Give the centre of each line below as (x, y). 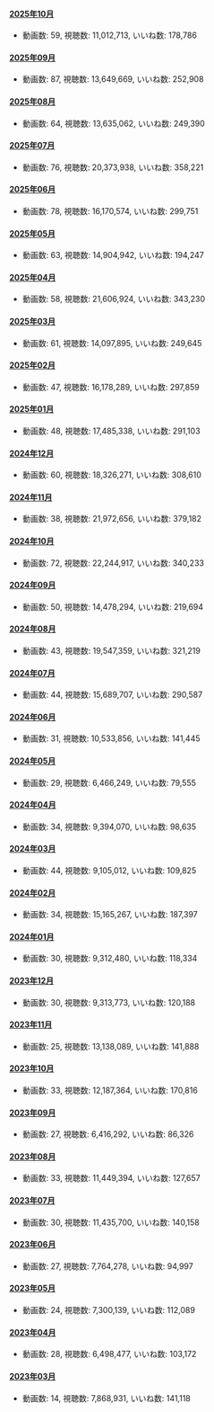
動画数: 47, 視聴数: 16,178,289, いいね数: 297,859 (111, 387)
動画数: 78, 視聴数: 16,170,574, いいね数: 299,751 (110, 211)
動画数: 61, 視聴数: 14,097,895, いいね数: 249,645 (112, 343)
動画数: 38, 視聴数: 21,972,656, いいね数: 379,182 (112, 519)
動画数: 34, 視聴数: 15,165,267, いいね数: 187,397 (110, 915)
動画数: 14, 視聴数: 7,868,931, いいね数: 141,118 (106, 1398)
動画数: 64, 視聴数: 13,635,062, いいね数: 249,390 (114, 123)
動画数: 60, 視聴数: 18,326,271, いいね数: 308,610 (111, 475)
